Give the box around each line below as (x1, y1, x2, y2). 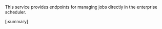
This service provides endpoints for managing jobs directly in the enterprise (5, 4, 158, 10)
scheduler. (5, 9, 26, 15)
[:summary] (5, 19, 28, 24)
